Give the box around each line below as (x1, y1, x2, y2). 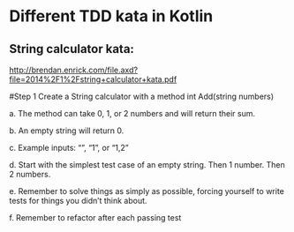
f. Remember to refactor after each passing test (9, 213, 182, 222)
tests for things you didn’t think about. (9, 196, 147, 206)
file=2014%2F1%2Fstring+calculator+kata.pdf (9, 74, 177, 85)
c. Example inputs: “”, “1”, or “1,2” (9, 143, 130, 153)
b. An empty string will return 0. (9, 125, 124, 136)
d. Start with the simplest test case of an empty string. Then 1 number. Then (9, 160, 285, 169)
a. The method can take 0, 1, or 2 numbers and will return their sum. (9, 109, 256, 118)
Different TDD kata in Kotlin (9, 6, 214, 26)
